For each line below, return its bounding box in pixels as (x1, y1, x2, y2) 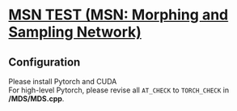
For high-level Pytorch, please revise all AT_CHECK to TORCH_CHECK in (8, 85, 230, 95)
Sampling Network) (8, 23, 142, 41)
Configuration (8, 55, 81, 69)
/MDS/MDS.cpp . (8, 94, 65, 103)
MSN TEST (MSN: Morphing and (8, 6, 229, 24)
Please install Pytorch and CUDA (8, 77, 117, 86)
